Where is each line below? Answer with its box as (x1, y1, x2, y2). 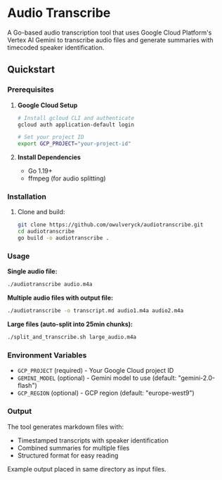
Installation (7, 192, 47, 202)
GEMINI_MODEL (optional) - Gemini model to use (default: (17, 374, 177, 382)
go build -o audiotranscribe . (17, 235, 110, 242)
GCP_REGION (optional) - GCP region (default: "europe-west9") (17, 389, 195, 398)
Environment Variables (7, 350, 87, 360)
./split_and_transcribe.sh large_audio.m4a (7, 333, 137, 341)
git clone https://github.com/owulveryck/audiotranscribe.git (17, 221, 204, 228)
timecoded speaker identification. (7, 43, 105, 51)
